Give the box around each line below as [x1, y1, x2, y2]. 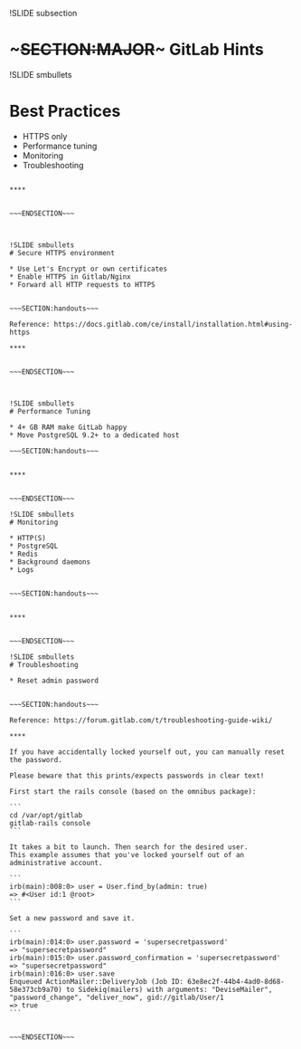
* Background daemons [9, 557, 91, 567]
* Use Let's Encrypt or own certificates [9, 264, 168, 273]
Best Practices [9, 101, 121, 121]
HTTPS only [22, 130, 68, 141]
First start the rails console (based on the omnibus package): [9, 787, 257, 796]
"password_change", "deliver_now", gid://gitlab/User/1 [9, 993, 224, 1002]
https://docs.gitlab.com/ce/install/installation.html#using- [53, 319, 294, 329]
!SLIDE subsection [9, 8, 78, 18]
